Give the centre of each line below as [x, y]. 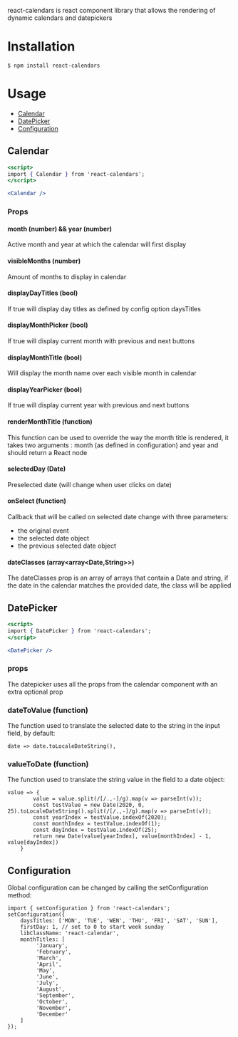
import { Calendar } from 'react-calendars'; [76, 174]
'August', [51, 989]
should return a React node [47, 452]
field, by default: [31, 734]
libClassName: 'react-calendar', [70, 933]
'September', [55, 996]
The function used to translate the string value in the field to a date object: [116, 780]
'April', [49, 964]
